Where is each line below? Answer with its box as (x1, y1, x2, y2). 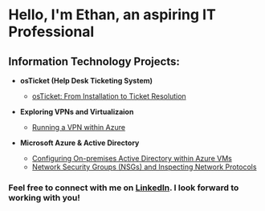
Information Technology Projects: (8, 55, 181, 68)
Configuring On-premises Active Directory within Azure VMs (31, 154, 233, 163)
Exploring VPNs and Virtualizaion (19, 107, 134, 116)
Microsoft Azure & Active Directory (19, 138, 140, 148)
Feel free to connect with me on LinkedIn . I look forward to (8, 182, 239, 193)
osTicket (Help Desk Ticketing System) (19, 76, 153, 85)
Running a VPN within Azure (31, 123, 126, 132)
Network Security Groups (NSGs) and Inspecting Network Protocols (31, 162, 257, 172)
